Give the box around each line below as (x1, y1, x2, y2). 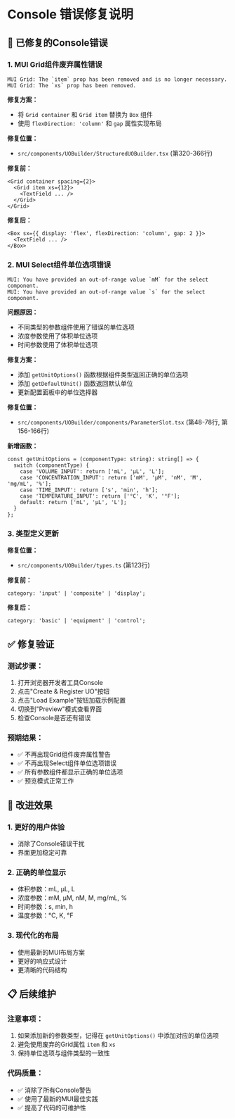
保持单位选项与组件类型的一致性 (17, 1049, 110, 1057)
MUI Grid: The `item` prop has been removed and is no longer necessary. (7, 75, 228, 83)
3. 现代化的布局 (7, 931, 60, 941)
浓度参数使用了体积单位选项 (17, 332, 98, 340)
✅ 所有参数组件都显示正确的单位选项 (17, 768, 123, 777)
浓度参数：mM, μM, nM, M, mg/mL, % (17, 893, 128, 902)
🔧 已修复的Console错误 (7, 37, 109, 49)
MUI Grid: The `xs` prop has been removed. (7, 82, 137, 89)
